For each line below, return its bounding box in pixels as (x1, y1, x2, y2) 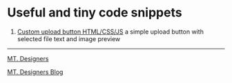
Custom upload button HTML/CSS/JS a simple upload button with (17, 27, 204, 36)
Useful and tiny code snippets (7, 5, 182, 21)
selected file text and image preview (17, 34, 121, 43)
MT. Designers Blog (7, 67, 64, 76)
